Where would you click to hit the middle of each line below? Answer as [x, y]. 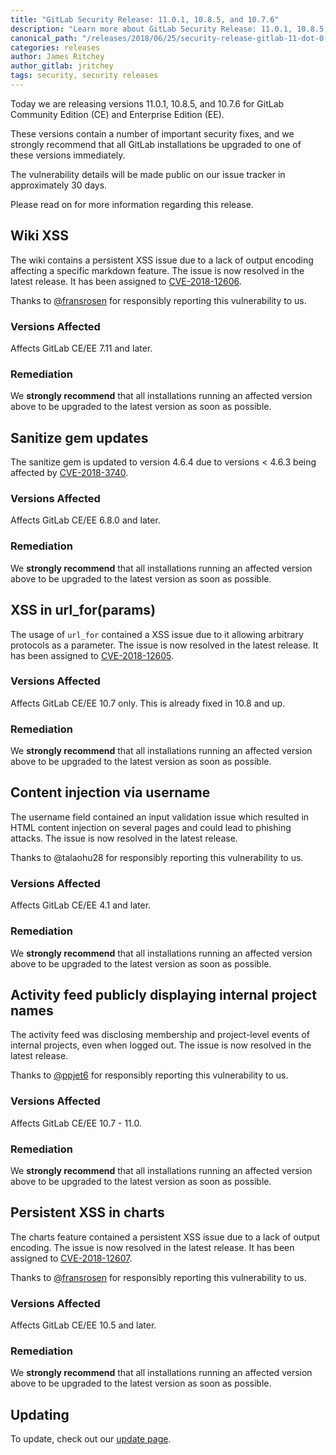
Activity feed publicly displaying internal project [163, 994]
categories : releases [55, 47]
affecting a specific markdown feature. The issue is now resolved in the [157, 270]
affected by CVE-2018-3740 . [69, 473]
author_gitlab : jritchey [62, 66]
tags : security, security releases [84, 76]
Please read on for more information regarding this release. [132, 204]
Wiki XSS [40, 236]
